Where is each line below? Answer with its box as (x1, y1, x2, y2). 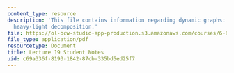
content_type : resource (7, 10, 77, 17)
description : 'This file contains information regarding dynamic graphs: (7, 17, 226, 24)
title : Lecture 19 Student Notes (7, 49, 104, 56)
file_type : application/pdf (7, 36, 89, 43)
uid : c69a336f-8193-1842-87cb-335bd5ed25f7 (7, 56, 136, 63)
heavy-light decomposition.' (13, 23, 98, 30)
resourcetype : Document (7, 42, 77, 49)
